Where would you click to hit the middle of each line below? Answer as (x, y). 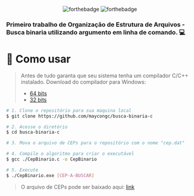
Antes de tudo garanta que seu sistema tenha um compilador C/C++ (104, 75)
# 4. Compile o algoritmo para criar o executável (70, 154)
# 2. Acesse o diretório (37, 127)
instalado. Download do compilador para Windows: (83, 82)
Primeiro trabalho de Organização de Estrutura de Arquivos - (96, 24)
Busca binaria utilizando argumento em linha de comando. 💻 (96, 32)
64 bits (38, 93)
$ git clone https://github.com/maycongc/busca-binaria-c (79, 116)
